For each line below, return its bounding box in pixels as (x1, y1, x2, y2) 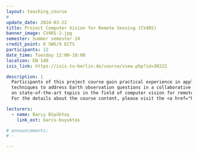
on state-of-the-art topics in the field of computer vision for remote (11, 90, 194, 96)
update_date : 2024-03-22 (6, 19, 67, 25)
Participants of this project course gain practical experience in (11, 79, 181, 85)
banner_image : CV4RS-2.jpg (6, 30, 72, 36)
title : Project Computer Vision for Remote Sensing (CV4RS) (6, 25, 157, 31)
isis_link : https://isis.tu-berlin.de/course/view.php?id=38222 (6, 63, 167, 69)
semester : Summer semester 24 (6, 36, 81, 42)
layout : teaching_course (6, 8, 67, 15)
